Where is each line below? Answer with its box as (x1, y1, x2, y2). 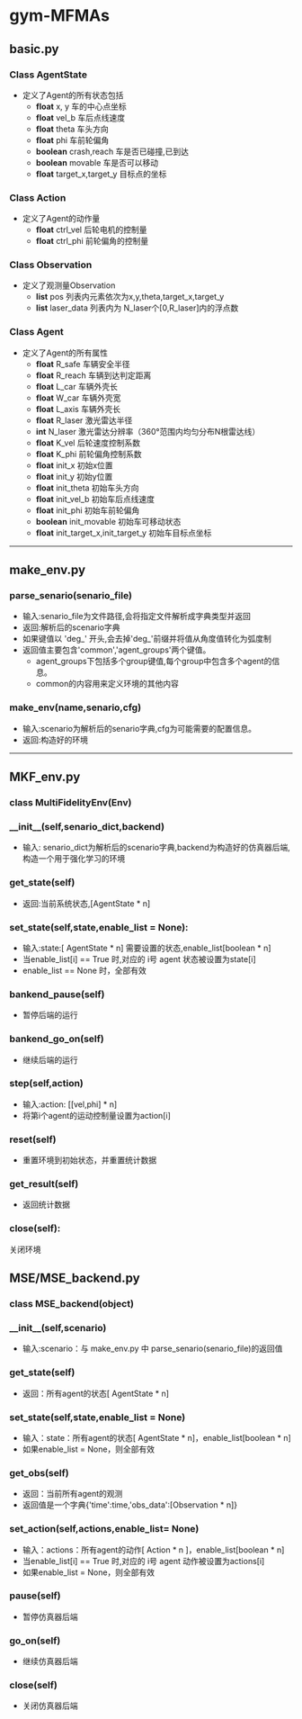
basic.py (9, 41, 59, 57)
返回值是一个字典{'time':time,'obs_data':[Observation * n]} (22, 1499, 238, 1510)
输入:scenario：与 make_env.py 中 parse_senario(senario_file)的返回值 (22, 1343, 283, 1354)
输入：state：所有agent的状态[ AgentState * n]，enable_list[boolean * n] (22, 1432, 292, 1443)
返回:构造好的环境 (22, 734, 88, 745)
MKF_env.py (9, 769, 81, 785)
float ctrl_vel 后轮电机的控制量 (35, 224, 147, 235)
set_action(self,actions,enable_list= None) (9, 1523, 200, 1535)
